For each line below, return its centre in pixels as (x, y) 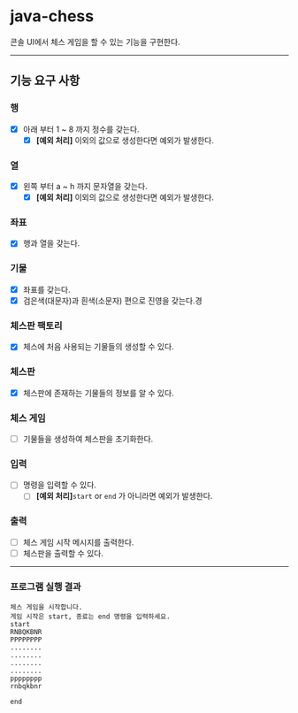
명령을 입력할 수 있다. (59, 485)
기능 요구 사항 (45, 81)
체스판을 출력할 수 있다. (63, 553)
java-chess (52, 16)
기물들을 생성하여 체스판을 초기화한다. (88, 439)
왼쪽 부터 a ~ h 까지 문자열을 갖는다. (85, 187)
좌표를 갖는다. (47, 289)
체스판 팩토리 (36, 326)
